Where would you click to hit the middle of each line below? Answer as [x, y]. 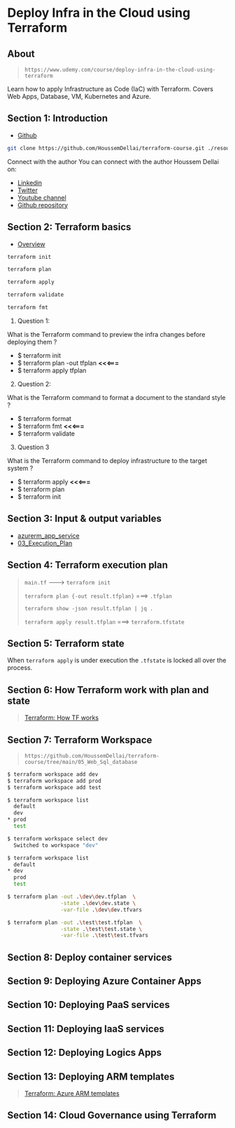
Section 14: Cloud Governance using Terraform [112, 1116]
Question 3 [33, 447]
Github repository [43, 205]
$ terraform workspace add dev [53, 774]
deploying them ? [32, 342]
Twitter [28, 190]
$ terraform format [44, 418]
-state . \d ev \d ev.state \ [98, 903]
